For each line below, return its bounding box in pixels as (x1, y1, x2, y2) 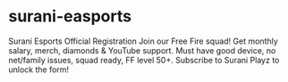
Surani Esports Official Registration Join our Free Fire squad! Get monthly (8, 36, 278, 46)
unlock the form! (8, 64, 69, 75)
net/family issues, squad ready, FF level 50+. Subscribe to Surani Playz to (8, 54, 280, 65)
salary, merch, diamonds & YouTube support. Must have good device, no (8, 45, 276, 55)
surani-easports (8, 6, 131, 27)
